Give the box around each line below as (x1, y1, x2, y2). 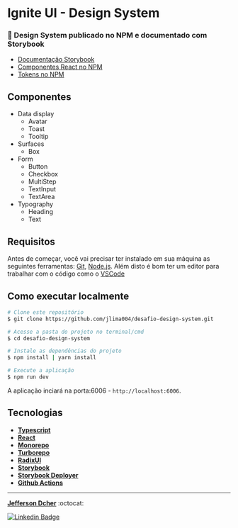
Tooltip (28, 133, 49, 141)
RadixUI (17, 456, 41, 464)
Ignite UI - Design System (7, 5, 160, 21)
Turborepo (17, 448, 50, 456)
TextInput (28, 185, 57, 193)
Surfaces (17, 140, 45, 148)
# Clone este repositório (7, 308, 84, 316)
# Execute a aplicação (7, 367, 74, 374)
